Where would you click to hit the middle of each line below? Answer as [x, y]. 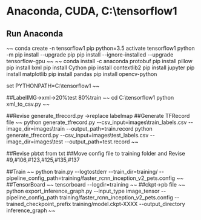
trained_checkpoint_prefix [39, 204]
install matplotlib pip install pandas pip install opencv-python [82, 74]
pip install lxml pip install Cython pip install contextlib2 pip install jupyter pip [100, 67]
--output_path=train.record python [109, 129]
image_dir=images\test [35, 142]
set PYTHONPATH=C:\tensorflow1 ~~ [53, 86]
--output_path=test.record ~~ [101, 142]
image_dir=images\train [36, 129]
